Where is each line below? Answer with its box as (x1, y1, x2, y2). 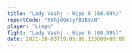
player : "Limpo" (7, 23, 54, 30)
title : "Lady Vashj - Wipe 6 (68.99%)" (7, 10, 122, 17)
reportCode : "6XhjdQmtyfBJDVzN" (7, 17, 100, 23)
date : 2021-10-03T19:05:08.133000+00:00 (7, 36, 126, 43)
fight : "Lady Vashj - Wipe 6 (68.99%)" (7, 29, 122, 36)
